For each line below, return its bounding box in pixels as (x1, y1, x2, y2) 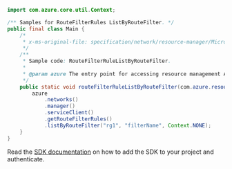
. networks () (43, 96, 79, 103)
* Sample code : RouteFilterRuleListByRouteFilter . (22, 57, 171, 65)
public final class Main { (7, 25, 85, 33)
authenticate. (7, 154, 45, 163)
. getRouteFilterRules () (43, 116, 113, 123)
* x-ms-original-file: (22, 38, 88, 45)
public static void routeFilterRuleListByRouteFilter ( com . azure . (19, 83, 212, 90)
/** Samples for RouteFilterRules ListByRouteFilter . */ (7, 19, 175, 26)
